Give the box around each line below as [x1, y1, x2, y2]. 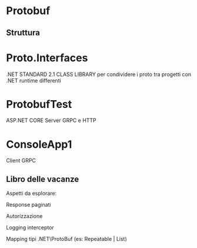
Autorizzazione [6, 213, 43, 220]
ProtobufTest [6, 97, 72, 111]
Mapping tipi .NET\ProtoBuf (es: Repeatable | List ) [6, 236, 128, 243]
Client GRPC [6, 157, 36, 164]
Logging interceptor [6, 224, 54, 231]
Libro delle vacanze [6, 174, 79, 184]
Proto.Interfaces [6, 51, 88, 64]
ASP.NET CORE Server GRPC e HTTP [6, 117, 97, 124]
